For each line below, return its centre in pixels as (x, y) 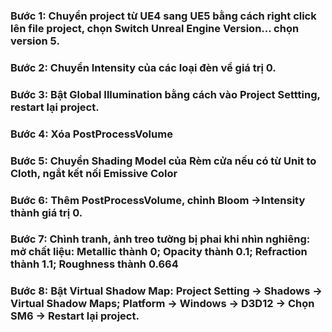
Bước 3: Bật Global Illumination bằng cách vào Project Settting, (165, 94)
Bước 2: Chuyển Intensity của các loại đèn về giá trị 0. (143, 67)
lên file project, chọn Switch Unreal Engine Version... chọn (155, 28)
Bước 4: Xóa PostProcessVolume (91, 134)
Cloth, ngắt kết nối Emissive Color (94, 173)
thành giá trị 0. (46, 212)
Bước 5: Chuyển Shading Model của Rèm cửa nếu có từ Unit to (163, 161)
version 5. (35, 41)
